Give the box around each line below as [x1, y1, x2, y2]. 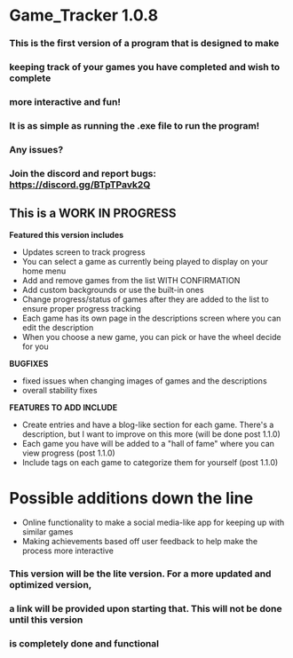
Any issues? [9, 143, 64, 155]
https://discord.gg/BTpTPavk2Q [9, 178, 151, 191]
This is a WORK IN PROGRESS [9, 206, 177, 221]
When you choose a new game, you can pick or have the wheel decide [21, 331, 281, 342]
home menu [21, 266, 67, 276]
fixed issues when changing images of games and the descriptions [21, 375, 268, 386]
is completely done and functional [9, 638, 160, 650]
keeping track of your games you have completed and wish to [9, 61, 281, 74]
